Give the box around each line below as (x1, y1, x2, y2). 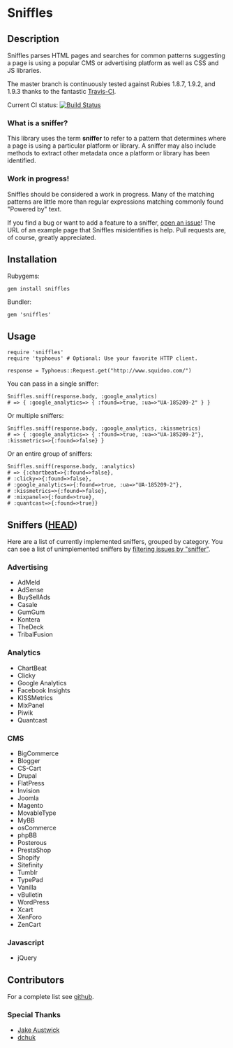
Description (7, 33, 59, 45)
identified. (7, 156, 36, 165)
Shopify (17, 853, 40, 862)
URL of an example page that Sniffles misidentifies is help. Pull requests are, (7, 225, 227, 234)
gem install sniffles (7, 286, 70, 293)
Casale (17, 601, 38, 609)
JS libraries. (7, 67, 42, 74)
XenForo (17, 912, 42, 921)
